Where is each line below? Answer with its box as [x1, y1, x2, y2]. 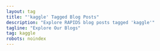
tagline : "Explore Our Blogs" [6, 25, 81, 31]
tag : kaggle [6, 30, 36, 36]
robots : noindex [6, 36, 46, 42]
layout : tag [6, 8, 36, 15]
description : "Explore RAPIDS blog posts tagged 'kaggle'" [6, 19, 155, 25]
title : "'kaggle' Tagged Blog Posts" [6, 14, 100, 20]
